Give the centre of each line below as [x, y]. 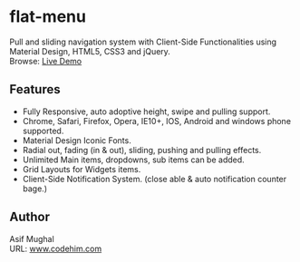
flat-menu [48, 17]
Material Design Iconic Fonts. [77, 140]
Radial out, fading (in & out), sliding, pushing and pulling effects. [142, 150]
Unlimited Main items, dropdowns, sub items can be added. [133, 160]
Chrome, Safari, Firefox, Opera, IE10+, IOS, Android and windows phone [157, 121]
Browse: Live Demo [46, 61]
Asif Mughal [32, 238]
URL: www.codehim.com [56, 248]
